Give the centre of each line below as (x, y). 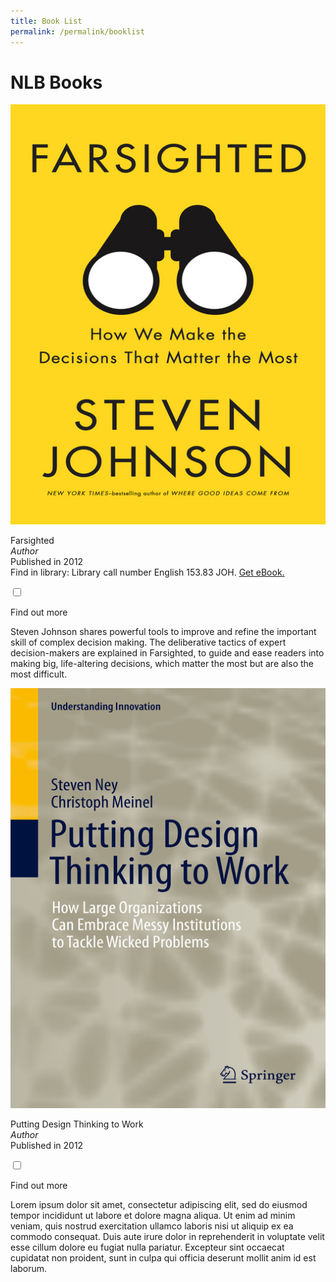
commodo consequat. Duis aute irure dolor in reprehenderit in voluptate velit (167, 1237)
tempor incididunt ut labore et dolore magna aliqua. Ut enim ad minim (153, 1216)
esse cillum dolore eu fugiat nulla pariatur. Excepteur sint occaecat (147, 1247)
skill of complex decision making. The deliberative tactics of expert (148, 642)
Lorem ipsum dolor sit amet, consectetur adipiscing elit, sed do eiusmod (159, 1205)
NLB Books (56, 82)
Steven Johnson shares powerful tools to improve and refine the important (163, 632)
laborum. (29, 1269)
